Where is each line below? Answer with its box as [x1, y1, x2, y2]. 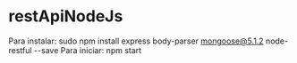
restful [8, 44, 32, 55]
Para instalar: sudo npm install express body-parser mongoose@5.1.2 [8, 35, 265, 46]
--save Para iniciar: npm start [33, 44, 142, 55]
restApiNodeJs [8, 6, 123, 27]
